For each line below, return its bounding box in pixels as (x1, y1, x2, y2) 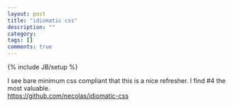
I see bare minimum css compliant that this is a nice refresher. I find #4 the (7, 77, 226, 85)
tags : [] (7, 37, 33, 44)
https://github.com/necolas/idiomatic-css (7, 91, 129, 100)
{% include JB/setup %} (7, 63, 78, 71)
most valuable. (7, 84, 50, 92)
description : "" (7, 23, 55, 30)
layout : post (7, 10, 46, 18)
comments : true (7, 43, 53, 50)
